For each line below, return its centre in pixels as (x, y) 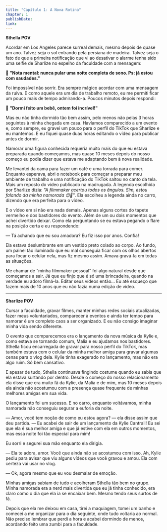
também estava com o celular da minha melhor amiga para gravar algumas (82, 352)
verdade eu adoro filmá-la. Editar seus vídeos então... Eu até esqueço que (81, 281)
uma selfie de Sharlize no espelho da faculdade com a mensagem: (74, 63)
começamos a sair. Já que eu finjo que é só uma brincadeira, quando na (79, 276)
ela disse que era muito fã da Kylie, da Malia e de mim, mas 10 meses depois (84, 383)
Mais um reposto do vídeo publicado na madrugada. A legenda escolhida (80, 185)
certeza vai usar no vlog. (31, 464)
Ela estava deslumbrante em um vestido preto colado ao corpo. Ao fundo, (81, 245)
